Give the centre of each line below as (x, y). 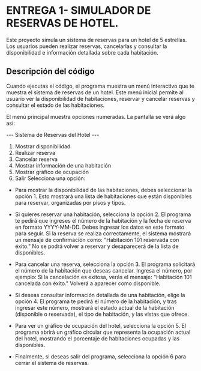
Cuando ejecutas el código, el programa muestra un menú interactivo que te (100, 86)
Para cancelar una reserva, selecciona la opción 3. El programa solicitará (105, 264)
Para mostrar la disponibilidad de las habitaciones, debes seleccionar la (103, 190)
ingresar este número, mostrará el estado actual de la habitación (94, 307)
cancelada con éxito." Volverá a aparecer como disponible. (88, 283)
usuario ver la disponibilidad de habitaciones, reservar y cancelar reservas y (100, 98)
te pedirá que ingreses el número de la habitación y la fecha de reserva (103, 220)
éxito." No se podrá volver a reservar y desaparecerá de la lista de (97, 246)
